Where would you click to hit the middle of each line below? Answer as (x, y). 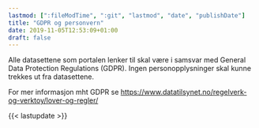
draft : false (30, 38)
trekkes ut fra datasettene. (51, 77)
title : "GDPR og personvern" (56, 23)
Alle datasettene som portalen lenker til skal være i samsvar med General (127, 60)
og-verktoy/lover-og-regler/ (53, 100)
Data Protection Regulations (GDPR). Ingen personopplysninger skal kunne (129, 69)
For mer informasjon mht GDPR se (64, 92)
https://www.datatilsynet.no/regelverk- (184, 92)
